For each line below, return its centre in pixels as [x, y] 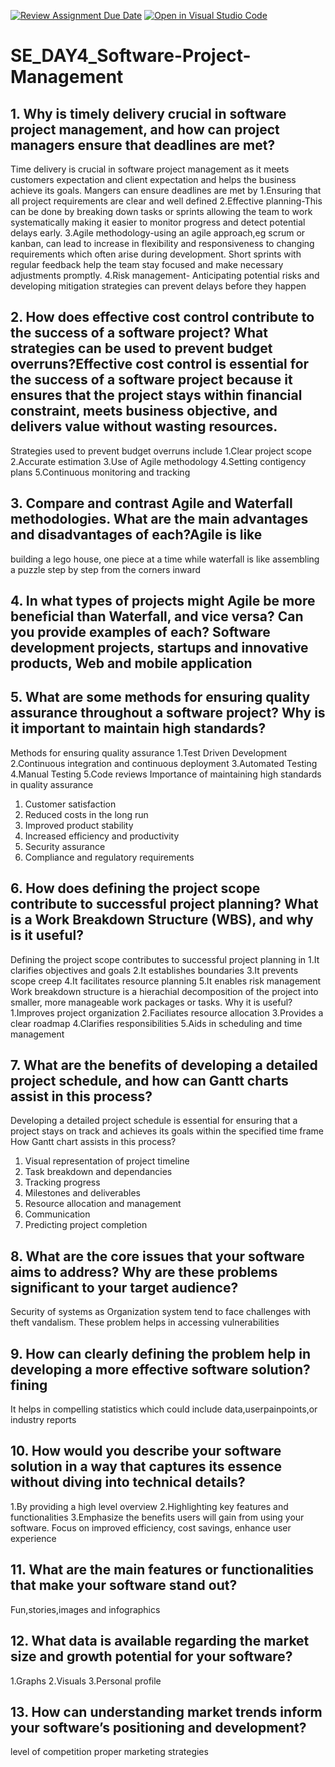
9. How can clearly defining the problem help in [160, 1353]
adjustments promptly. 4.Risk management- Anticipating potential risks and [165, 275]
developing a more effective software [129, 1369]
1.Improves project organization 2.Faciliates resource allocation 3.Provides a [167, 1012]
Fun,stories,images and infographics [85, 1609]
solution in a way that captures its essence [146, 1466]
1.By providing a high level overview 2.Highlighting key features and [149, 1506]
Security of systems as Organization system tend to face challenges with [161, 1312]
